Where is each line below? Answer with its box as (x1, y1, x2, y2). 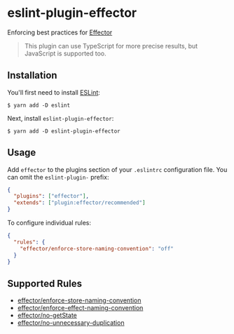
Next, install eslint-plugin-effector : (7, 114, 114, 122)
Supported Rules (7, 277, 83, 289)
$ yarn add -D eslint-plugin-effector (7, 128, 121, 135)
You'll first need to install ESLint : (7, 88, 100, 96)
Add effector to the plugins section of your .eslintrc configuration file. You (7, 165, 228, 173)
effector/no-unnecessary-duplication (17, 319, 125, 327)
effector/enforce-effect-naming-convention (17, 304, 144, 312)
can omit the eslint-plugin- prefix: (7, 173, 109, 181)
